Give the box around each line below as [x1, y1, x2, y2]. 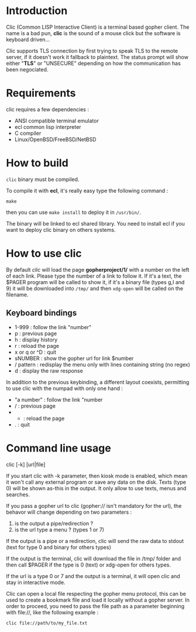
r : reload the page [14, 342, 60, 349]
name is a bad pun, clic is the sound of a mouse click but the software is [6, 29, 181, 36]
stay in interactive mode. [6, 579, 66, 586]
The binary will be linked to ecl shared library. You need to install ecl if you [6, 220, 185, 227]
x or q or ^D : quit [14, 349, 57, 356]
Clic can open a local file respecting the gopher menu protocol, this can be [6, 590, 186, 597]
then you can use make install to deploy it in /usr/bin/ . [6, 209, 142, 216]
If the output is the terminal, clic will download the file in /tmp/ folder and [6, 555, 181, 562]
